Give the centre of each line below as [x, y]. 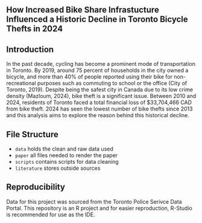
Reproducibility [36, 187]
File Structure [32, 134]
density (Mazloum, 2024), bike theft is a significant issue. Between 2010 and [101, 96]
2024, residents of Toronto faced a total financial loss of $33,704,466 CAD [99, 103]
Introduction [30, 49]
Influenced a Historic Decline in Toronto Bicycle [97, 20]
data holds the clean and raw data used [64, 149]
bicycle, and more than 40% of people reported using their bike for [90, 77]
